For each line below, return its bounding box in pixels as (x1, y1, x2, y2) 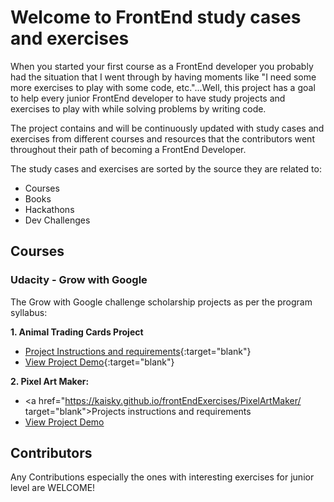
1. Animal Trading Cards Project (10, 326, 144, 338)
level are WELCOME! (10, 482, 96, 494)
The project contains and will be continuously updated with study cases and (10, 122, 325, 134)
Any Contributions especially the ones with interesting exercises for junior (10, 471, 315, 483)
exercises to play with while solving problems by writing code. (10, 102, 267, 115)
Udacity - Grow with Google (10, 273, 148, 287)
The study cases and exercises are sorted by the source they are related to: (10, 162, 322, 175)
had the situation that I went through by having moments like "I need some (10, 71, 317, 83)
